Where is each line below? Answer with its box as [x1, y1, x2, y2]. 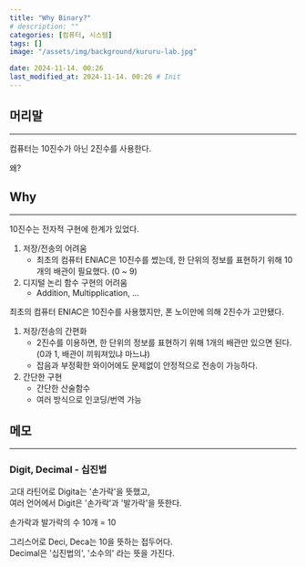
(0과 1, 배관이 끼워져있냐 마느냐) [36, 348, 150, 359]
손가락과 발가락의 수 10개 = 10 [9, 517, 117, 528]
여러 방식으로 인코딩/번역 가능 [36, 394, 142, 404]
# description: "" [9, 22, 79, 31]
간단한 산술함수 [36, 383, 91, 394]
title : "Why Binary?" [9, 13, 92, 23]
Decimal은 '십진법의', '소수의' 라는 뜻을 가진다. [9, 547, 175, 558]
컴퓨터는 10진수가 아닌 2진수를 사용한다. [9, 142, 152, 153]
